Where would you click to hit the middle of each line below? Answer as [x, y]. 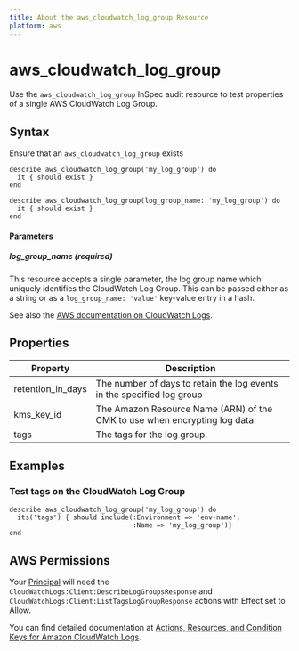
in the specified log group [149, 395]
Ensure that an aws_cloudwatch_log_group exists [97, 153]
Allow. [20, 610]
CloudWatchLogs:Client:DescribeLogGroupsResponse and [111, 591]
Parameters [31, 236]
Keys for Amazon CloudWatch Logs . [76, 637]
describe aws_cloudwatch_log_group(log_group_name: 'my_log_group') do [145, 201]
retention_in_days [50, 388]
